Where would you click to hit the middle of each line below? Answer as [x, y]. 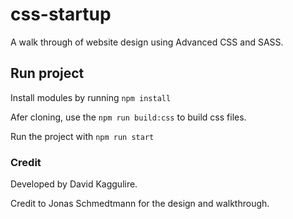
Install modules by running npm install [91, 97]
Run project [47, 73]
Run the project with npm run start [82, 136]
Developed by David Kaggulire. [74, 184]
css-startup [61, 14]
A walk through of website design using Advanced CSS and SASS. [147, 42]
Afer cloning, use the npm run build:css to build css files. [128, 117]
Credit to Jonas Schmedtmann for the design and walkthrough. [140, 204]
